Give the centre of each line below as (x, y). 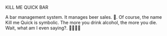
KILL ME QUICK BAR (27, 7)
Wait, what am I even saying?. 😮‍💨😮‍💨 (43, 28)
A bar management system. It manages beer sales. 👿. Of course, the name (84, 17)
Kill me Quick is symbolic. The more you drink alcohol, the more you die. (81, 23)
